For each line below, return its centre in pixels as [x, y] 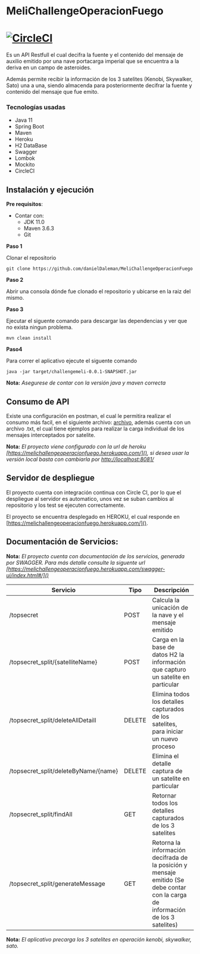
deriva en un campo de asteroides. [49, 67]
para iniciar [168, 731]
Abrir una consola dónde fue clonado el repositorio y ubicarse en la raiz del [99, 291]
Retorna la [166, 842]
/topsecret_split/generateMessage [57, 884]
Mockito [25, 165]
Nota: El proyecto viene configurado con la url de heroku [76, 447]
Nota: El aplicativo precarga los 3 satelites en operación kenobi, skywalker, [99, 939]
